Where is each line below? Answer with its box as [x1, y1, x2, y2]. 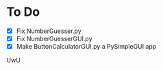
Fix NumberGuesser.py [16, 27, 81, 35]
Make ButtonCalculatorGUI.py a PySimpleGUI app [16, 43, 157, 51]
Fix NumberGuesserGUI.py [16, 35, 93, 43]
